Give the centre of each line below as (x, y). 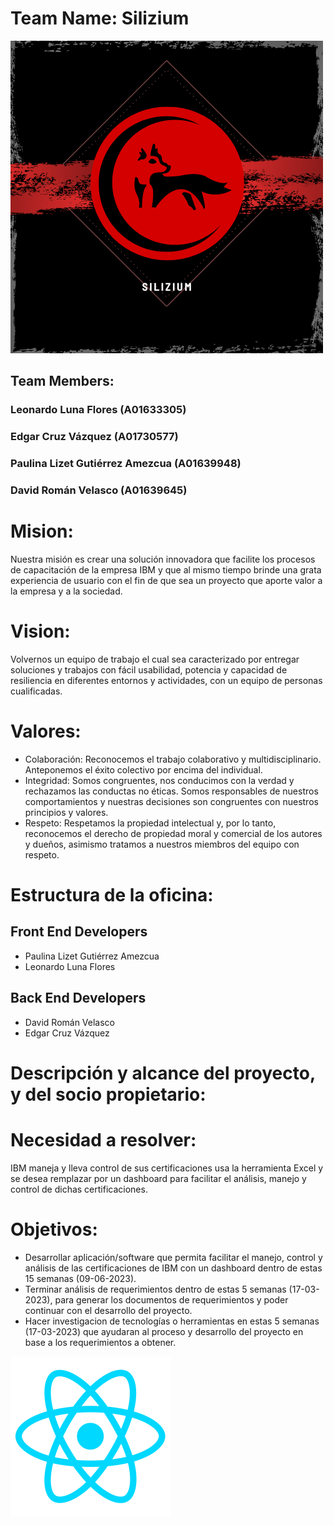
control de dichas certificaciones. (79, 1189)
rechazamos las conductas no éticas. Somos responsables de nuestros (171, 791)
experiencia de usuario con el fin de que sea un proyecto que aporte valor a (166, 580)
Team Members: (62, 381)
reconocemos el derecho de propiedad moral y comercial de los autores (173, 833)
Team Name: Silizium (100, 18)
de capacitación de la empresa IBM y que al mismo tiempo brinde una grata (166, 569)
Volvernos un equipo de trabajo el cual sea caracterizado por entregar (155, 659)
